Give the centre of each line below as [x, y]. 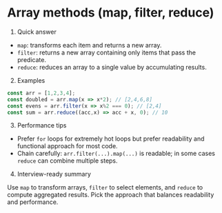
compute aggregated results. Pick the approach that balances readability [111, 195]
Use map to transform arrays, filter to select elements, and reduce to [105, 187]
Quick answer [37, 32]
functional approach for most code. [68, 146]
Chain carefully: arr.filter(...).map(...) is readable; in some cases [116, 154]
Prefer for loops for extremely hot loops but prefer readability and [111, 139]
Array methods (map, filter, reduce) [111, 13]
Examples [31, 80]
